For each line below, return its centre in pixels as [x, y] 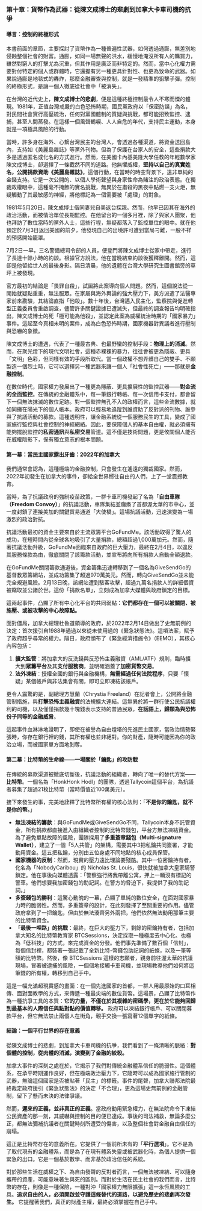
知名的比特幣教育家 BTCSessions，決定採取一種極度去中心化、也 [106, 935]
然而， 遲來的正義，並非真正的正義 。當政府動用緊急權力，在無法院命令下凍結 [101, 1108]
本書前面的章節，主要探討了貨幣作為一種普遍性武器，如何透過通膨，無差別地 [101, 49]
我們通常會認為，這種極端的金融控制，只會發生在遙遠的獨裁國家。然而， [96, 469]
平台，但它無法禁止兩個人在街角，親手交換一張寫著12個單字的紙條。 [96, 1016]
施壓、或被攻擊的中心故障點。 [43, 610]
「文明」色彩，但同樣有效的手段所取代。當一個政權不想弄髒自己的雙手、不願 [101, 359]
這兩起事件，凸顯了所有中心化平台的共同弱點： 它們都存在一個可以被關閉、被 [101, 603]
